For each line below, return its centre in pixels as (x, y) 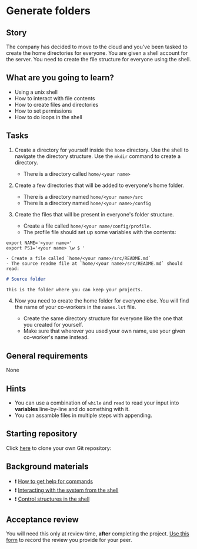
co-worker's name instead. (56, 337)
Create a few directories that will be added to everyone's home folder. (99, 185)
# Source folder (26, 279)
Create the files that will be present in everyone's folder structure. (94, 214)
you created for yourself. (53, 325)
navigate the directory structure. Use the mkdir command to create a (98, 156)
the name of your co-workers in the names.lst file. (75, 307)
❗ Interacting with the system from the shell (66, 490)
